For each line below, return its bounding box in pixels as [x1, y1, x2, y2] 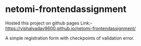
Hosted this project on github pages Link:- [5, 20, 93, 26]
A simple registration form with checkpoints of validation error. [5, 35, 134, 41]
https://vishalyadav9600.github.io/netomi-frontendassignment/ [5, 25, 136, 31]
